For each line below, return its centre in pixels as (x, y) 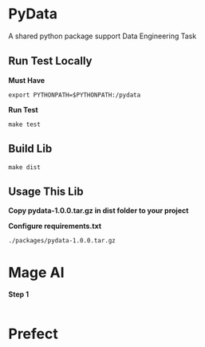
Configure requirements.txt (55, 226)
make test (25, 124)
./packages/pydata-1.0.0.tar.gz (62, 241)
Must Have (27, 80)
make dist (25, 167)
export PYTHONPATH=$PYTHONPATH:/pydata (75, 95)
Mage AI (37, 272)
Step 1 (19, 294)
